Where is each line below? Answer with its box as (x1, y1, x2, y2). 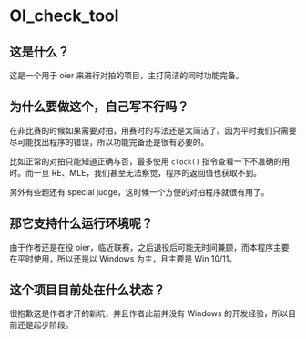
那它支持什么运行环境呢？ (9, 216, 153, 231)
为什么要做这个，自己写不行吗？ (9, 99, 189, 115)
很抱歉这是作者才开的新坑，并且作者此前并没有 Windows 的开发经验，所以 (9, 308, 289, 319)
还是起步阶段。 (16, 320, 74, 331)
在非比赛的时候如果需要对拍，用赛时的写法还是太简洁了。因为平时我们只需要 (9, 125, 297, 136)
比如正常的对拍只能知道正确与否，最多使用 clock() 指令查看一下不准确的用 (9, 156, 290, 167)
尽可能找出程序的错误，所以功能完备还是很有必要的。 (9, 136, 209, 147)
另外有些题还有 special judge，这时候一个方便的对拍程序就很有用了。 (9, 186, 270, 197)
